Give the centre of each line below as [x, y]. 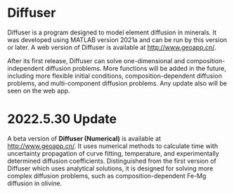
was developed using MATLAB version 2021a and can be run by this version [117, 39]
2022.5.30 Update [62, 119]
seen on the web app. [39, 91]
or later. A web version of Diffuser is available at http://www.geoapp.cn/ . [112, 47]
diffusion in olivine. [34, 183]
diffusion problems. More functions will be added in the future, [136, 68]
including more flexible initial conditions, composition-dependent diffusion [115, 76]
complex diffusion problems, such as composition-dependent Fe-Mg [107, 175]
